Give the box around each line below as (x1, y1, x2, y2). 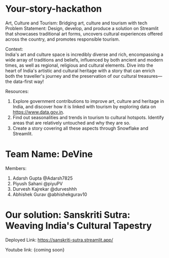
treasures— (138, 73, 162, 79)
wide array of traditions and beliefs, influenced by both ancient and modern (5, 56, 163, 63)
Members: (5, 165, 27, 171)
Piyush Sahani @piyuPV (12, 180, 63, 186)
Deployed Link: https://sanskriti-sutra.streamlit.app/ (5, 237, 113, 243)
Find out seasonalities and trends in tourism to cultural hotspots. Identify (12, 114, 164, 120)
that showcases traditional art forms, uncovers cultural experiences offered (5, 31, 163, 37)
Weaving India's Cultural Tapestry (5, 220, 152, 232)
